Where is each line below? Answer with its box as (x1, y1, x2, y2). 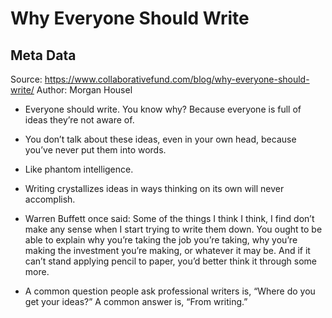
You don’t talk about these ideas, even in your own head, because (24, 133, 297, 145)
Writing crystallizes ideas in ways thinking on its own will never (24, 183, 285, 194)
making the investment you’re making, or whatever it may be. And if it (24, 245, 311, 256)
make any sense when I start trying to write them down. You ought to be (24, 223, 323, 235)
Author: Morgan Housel (36, 84, 133, 96)
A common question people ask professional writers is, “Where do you (24, 285, 316, 297)
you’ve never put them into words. (24, 144, 167, 156)
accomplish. (24, 193, 76, 205)
